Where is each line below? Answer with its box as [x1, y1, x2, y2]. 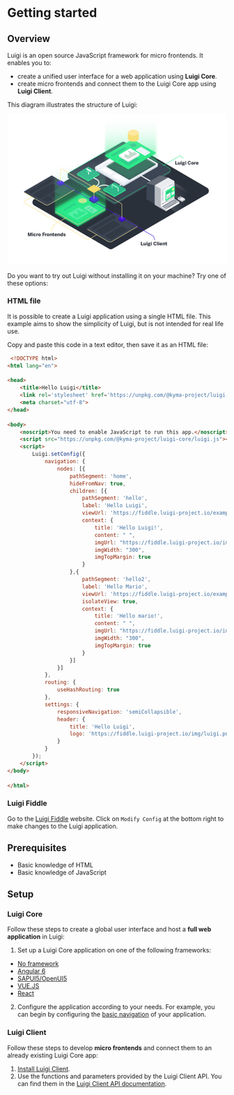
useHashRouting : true [56, 686, 120, 693]
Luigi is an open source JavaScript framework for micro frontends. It [7, 51, 203, 59]
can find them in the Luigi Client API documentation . [17, 1079, 167, 1087]
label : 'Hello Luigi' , [81, 502, 148, 509]
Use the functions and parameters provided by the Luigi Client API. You [17, 1072, 222, 1080]
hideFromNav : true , [69, 480, 127, 487]
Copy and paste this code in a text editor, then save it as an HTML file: [7, 340, 209, 348]
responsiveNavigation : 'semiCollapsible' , [56, 708, 182, 715]
